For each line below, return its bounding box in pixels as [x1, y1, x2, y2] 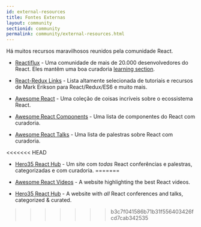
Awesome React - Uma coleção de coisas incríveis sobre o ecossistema [14, 95, 193, 102]
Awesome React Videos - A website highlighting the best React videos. [14, 178, 191, 186]
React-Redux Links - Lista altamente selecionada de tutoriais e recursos [14, 77, 193, 84]
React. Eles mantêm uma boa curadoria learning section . [14, 65, 155, 72]
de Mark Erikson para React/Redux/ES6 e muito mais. [14, 83, 148, 90]
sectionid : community [6, 25, 61, 32]
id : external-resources [6, 8, 66, 15]
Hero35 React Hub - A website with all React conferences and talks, [14, 190, 184, 198]
